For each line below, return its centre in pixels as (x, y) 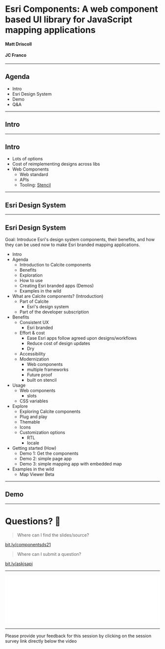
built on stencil (42, 380)
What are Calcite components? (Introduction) (58, 296)
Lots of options (27, 159)
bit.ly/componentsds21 (28, 544)
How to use (31, 281)
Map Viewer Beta (37, 474)
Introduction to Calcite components (55, 265)
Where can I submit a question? (49, 554)
